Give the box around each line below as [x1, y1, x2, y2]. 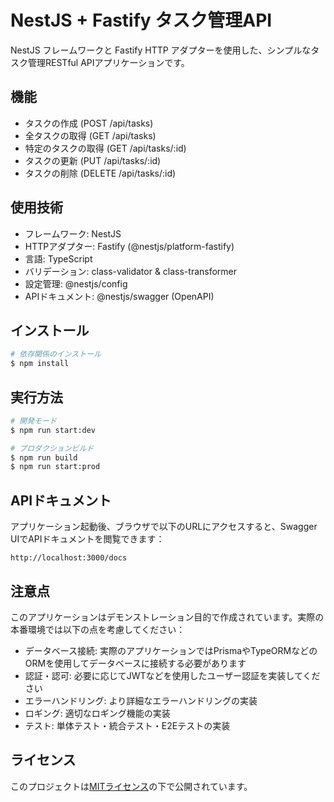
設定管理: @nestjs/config [24, 277, 128, 290]
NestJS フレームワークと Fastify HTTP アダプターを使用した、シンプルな [10, 44, 312, 56]
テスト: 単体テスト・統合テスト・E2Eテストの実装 [24, 719, 231, 731]
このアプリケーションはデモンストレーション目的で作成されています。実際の [10, 611, 325, 623]
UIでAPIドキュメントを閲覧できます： [10, 533, 165, 545]
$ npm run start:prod [10, 462, 101, 472]
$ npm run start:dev [10, 425, 97, 435]
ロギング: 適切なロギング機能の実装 [24, 707, 171, 719]
